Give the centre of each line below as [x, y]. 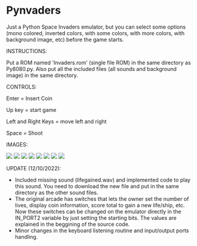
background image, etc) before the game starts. [65, 39]
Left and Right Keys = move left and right [56, 121]
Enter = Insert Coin [29, 98]
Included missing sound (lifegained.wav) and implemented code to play [103, 180]
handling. [26, 236]
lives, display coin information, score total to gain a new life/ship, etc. [100, 205]
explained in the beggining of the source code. [72, 224]
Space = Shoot [24, 133]
